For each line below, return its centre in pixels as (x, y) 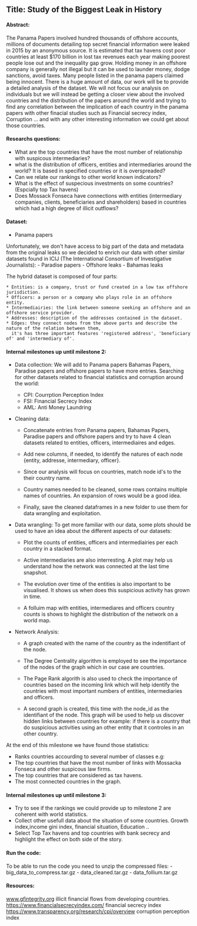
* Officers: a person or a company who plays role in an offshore (89, 297)
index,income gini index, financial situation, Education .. (82, 827)
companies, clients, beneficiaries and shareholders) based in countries (101, 202)
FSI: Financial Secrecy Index (58, 401)
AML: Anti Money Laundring (57, 407)
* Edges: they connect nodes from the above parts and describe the (92, 323)
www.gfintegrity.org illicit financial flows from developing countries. (88, 899)
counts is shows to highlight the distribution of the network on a (101, 614)
